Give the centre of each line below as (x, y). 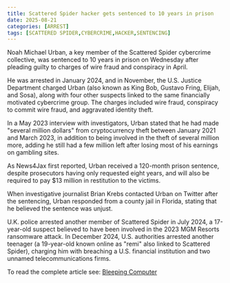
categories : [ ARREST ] (38, 26)
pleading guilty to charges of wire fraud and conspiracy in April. (97, 67)
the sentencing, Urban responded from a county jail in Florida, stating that (112, 202)
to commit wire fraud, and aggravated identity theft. (80, 110)
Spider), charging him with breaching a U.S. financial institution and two (109, 251)
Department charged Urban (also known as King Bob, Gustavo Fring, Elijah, (114, 88)
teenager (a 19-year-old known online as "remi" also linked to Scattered (109, 244)
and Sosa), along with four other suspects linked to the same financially (108, 95)
